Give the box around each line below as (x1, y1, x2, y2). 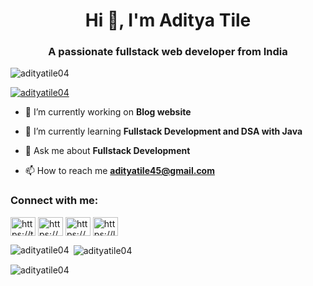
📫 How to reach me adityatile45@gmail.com (24, 165, 215, 177)
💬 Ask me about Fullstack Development (24, 145, 191, 157)
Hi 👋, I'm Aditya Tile (84, 9, 252, 32)
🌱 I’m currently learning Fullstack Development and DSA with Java (24, 125, 303, 138)
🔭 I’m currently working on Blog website (24, 106, 192, 118)
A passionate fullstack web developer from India (48, 45, 288, 59)
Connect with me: (10, 194, 99, 208)
